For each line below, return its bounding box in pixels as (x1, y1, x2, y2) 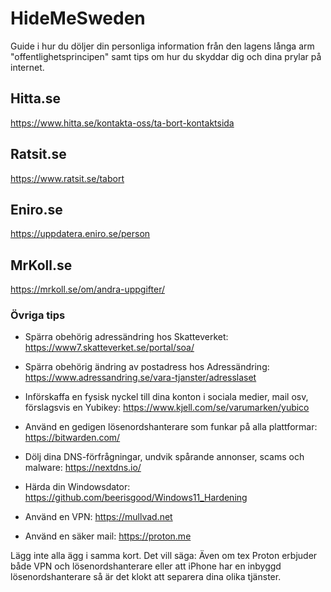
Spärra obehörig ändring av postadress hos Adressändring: (24, 361, 270, 373)
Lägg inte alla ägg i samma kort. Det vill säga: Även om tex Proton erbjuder (10, 550, 318, 562)
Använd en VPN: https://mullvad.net (24, 511, 173, 523)
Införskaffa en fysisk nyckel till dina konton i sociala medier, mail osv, (24, 391, 309, 403)
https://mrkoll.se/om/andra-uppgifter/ (10, 283, 165, 296)
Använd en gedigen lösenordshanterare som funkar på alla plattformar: (24, 421, 318, 433)
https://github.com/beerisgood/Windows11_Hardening (24, 492, 248, 504)
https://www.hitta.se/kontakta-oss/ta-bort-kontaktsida (10, 117, 235, 129)
